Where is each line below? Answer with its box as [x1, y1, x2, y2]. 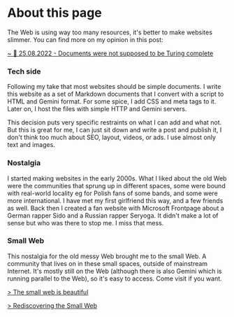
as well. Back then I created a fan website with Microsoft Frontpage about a [7, 204, 225, 212]
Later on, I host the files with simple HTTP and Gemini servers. [7, 105, 187, 113]
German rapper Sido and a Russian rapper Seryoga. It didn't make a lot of [7, 211, 219, 220]
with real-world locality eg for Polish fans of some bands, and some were [7, 189, 218, 197]
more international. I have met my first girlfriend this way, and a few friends [7, 196, 224, 204]
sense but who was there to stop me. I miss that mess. [7, 218, 164, 227]
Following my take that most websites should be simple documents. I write [7, 83, 221, 91]
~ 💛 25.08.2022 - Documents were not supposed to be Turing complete [7, 49, 214, 57]
